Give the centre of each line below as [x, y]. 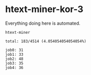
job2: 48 [14, 59]
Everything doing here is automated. [43, 23]
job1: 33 [14, 54]
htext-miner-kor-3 [44, 9]
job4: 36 [14, 67]
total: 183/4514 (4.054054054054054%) [46, 41]
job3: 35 [14, 63]
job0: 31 [14, 50]
